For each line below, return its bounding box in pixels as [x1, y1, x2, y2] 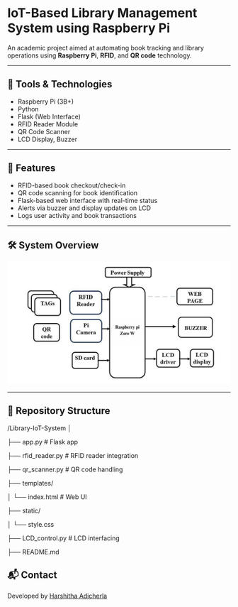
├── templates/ [7, 479, 54, 487]
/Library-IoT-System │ [7, 424, 72, 432]
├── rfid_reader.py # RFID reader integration [7, 451, 139, 459]
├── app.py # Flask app [7, 437, 79, 446]
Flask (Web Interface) [17, 112, 81, 121]
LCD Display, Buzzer [17, 135, 78, 143]
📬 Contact [7, 569, 57, 581]
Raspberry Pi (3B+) [17, 97, 74, 106]
